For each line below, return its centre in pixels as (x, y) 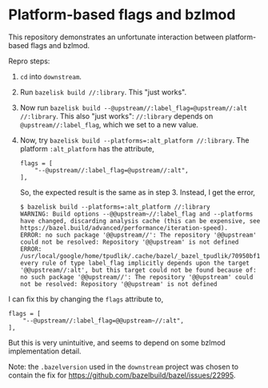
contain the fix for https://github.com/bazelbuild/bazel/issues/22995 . (122, 375)
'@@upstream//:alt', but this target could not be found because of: (138, 270)
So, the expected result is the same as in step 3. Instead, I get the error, (138, 192)
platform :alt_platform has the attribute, (87, 148)
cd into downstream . (51, 76)
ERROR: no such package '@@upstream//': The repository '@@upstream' (138, 235)
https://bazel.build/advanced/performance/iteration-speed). (124, 228)
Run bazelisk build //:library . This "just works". (103, 92)
